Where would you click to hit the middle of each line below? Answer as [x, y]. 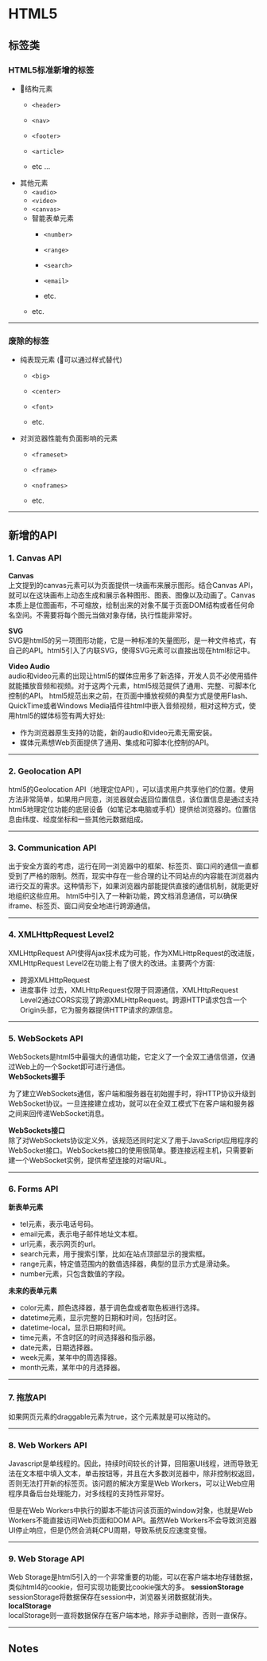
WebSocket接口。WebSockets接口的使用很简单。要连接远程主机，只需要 [128, 1150]
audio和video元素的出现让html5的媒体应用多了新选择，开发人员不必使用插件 [133, 676]
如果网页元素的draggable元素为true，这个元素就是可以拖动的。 [112, 1416]
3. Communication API [52, 848]
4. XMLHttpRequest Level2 [61, 934]
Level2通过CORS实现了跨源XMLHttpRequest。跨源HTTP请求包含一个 [133, 1000]
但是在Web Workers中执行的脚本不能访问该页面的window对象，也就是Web [131, 1510]
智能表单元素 [52, 218]
